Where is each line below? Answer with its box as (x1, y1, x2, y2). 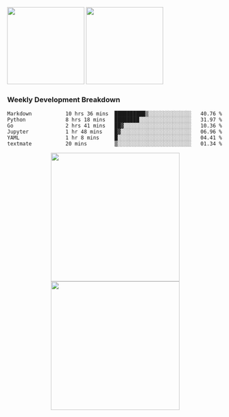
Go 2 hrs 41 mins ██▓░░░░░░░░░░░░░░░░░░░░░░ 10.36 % (7, 123, 223, 130)
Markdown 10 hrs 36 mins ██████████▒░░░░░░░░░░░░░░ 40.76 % (7, 110, 223, 117)
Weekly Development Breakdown (7, 95, 121, 104)
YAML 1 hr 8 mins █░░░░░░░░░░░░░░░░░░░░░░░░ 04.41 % (7, 134, 223, 141)
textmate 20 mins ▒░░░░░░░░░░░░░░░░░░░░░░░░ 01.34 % (7, 141, 223, 147)
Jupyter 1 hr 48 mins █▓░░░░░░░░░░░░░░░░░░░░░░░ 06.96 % (7, 128, 223, 136)
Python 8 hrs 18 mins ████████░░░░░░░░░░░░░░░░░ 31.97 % (7, 117, 223, 123)
